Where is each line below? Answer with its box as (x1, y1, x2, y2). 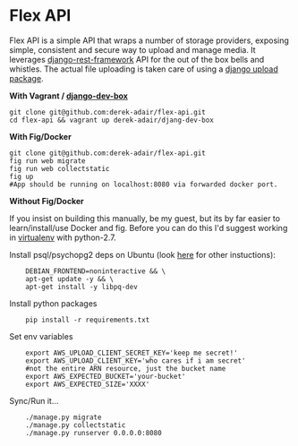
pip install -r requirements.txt (25, 315, 150, 324)
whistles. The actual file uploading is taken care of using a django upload (9, 64, 279, 74)
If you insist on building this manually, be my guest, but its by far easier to (9, 212, 280, 224)
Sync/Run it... (9, 395, 59, 406)
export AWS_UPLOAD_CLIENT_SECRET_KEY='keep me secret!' (25, 348, 239, 357)
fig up (9, 172, 34, 181)
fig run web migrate (9, 156, 87, 166)
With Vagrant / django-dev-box (9, 90, 128, 101)
